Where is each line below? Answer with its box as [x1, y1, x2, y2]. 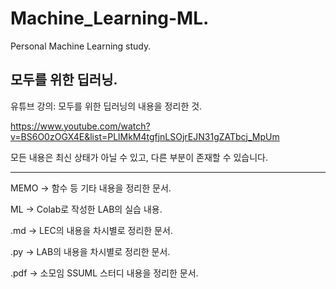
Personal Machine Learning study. [10, 40, 152, 52]
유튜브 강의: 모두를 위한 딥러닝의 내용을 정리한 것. [10, 100, 203, 112]
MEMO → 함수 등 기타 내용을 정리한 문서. [10, 182, 172, 194]
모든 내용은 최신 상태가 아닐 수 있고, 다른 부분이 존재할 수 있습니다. [10, 151, 269, 163]
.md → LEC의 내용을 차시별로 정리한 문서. [10, 224, 173, 236]
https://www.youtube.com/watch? [10, 120, 151, 132]
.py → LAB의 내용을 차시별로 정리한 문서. [10, 245, 171, 257]
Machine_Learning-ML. [10, 7, 210, 30]
